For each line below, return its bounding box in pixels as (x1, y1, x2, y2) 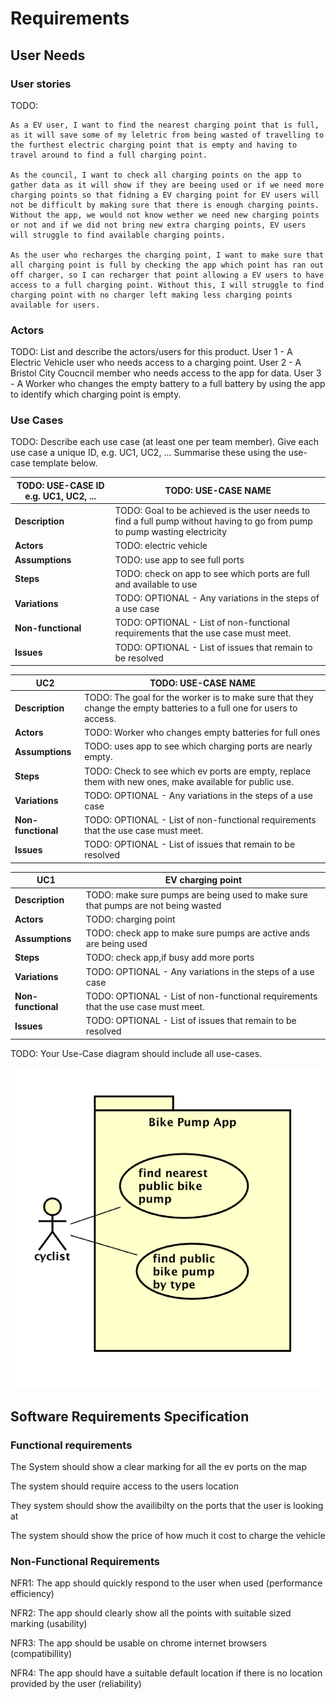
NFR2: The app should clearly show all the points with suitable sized (10, 1607, 292, 1619)
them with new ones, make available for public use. (84, 775, 294, 787)
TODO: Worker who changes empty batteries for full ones (84, 727, 321, 739)
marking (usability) (10, 1618, 88, 1630)
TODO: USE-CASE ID (16, 479, 105, 491)
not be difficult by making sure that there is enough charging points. (10, 200, 320, 210)
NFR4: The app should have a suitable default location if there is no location (10, 1667, 323, 1679)
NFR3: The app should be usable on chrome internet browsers (10, 1637, 268, 1649)
